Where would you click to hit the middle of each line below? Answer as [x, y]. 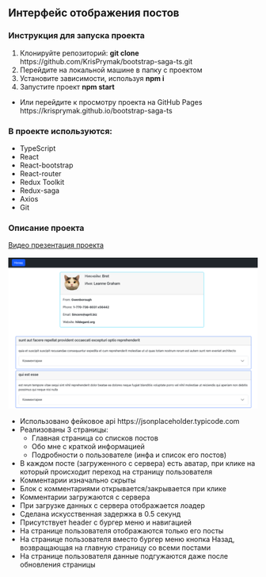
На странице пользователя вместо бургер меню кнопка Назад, [127, 540]
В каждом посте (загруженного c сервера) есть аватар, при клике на [137, 464]
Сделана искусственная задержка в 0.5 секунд [100, 514]
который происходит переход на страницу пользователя [116, 472]
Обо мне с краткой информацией [88, 447]
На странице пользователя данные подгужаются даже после [123, 556]
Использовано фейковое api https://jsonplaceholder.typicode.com [129, 421]
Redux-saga [40, 190]
